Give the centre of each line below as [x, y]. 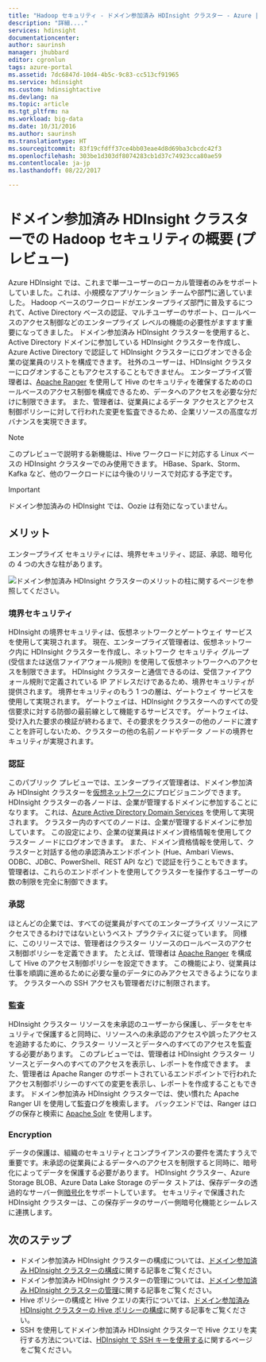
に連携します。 [33, 1213]
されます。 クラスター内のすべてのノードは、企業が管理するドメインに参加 [130, 822]
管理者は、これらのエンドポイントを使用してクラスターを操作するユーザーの [133, 872]
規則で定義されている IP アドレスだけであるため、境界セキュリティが [142, 682]
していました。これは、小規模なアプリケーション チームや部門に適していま [131, 292]
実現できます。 [67, 421]
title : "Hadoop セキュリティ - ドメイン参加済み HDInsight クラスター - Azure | [134, 15]
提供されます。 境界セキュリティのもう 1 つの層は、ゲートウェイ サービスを [131, 692]
